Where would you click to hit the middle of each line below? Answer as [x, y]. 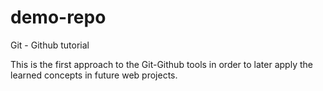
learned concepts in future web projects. [94, 75]
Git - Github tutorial [50, 45]
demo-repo [58, 17]
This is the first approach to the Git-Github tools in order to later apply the [161, 64]
